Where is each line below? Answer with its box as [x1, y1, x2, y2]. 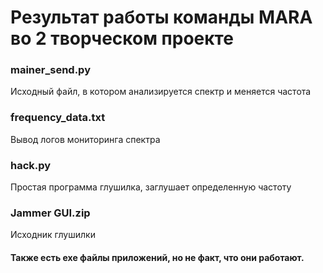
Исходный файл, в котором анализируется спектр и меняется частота [10, 86, 312, 98]
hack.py [10, 158, 52, 172]
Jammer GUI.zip [10, 206, 91, 220]
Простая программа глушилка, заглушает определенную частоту [10, 181, 292, 193]
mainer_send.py [10, 63, 91, 77]
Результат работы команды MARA [10, 6, 313, 29]
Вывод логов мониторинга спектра [10, 133, 161, 145]
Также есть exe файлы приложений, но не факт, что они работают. [10, 251, 305, 263]
